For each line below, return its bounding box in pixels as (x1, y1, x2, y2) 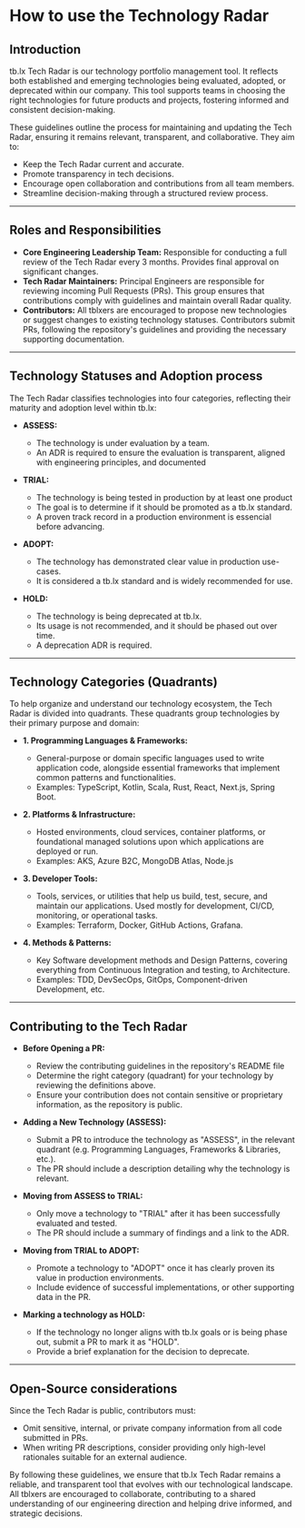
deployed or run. (35, 846, 99, 857)
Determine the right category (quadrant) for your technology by (35, 1070, 274, 1081)
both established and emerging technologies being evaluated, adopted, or (9, 75, 286, 86)
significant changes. (22, 265, 99, 277)
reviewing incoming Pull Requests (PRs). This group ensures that (22, 285, 265, 296)
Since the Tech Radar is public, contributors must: (9, 1405, 197, 1416)
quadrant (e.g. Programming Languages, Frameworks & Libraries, (35, 1144, 281, 1155)
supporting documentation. (22, 333, 125, 344)
